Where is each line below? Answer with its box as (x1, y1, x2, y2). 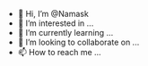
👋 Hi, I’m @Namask (17, 9, 90, 19)
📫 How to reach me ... (17, 47, 101, 57)
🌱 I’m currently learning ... (17, 28, 114, 37)
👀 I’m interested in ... (17, 18, 94, 29)
